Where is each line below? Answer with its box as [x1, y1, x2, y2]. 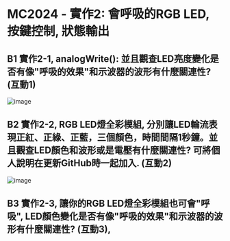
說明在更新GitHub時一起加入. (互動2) [16, 157, 172, 169]
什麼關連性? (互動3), [25, 224, 112, 236]
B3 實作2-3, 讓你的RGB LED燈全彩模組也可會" [7, 198, 201, 209]
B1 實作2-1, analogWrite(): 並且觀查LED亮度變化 [7, 53, 210, 65]
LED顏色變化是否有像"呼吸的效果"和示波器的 [25, 211, 214, 222]
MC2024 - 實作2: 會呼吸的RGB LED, [7, 6, 210, 22]
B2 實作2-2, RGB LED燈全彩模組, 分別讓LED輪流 [7, 119, 209, 130]
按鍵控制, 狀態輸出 [7, 23, 110, 39]
